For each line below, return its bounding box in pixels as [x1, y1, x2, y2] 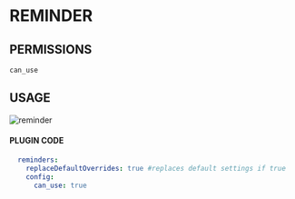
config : [25, 172, 54, 182]
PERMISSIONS [9, 42, 93, 57]
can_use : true [33, 181, 88, 190]
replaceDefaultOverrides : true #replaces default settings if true [25, 164, 286, 173]
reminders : [17, 155, 59, 164]
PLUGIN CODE [9, 135, 64, 146]
